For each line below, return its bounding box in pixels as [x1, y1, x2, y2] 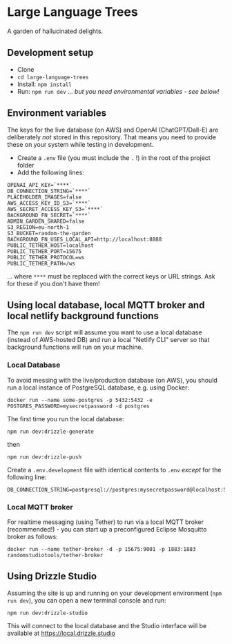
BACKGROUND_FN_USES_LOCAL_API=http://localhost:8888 [7, 236, 162, 243]
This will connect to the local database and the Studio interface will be [7, 621, 207, 630]
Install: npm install [17, 80, 72, 88]
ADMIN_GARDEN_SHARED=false [7, 218, 85, 225]
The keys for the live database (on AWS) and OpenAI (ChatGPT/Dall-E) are [7, 125, 219, 134]
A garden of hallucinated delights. [7, 27, 104, 35]
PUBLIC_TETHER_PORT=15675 [7, 248, 81, 255]
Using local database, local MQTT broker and [7, 299, 205, 311]
